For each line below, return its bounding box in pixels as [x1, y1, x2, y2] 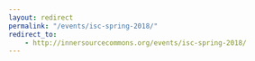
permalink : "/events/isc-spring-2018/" [8, 22, 159, 30]
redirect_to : [8, 30, 58, 39]
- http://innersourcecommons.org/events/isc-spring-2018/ [24, 38, 247, 48]
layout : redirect [8, 13, 74, 22]
